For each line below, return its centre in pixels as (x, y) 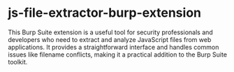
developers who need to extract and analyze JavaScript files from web (110, 39)
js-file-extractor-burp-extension (105, 13)
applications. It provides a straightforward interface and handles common (114, 47)
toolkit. (18, 62)
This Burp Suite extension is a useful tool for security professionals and (111, 32)
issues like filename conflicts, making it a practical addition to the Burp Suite (118, 55)
